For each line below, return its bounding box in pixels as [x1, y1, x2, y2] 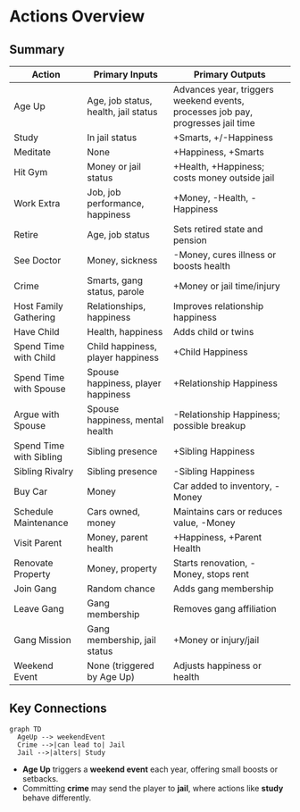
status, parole [87, 286, 145, 297]
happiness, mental [87, 414, 164, 426]
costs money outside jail [172, 172, 275, 184]
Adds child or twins [172, 326, 254, 338]
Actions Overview [9, 6, 146, 27]
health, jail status [87, 105, 158, 118]
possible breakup [172, 420, 246, 431]
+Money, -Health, [172, 192, 249, 204]
